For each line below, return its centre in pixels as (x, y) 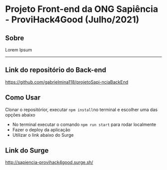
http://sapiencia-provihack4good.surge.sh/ (49, 163)
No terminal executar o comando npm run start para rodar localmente (84, 124)
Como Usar (23, 98)
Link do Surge (27, 150)
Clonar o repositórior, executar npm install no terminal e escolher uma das (82, 110)
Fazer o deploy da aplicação (41, 129)
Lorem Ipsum (19, 50)
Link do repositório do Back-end (56, 70)
